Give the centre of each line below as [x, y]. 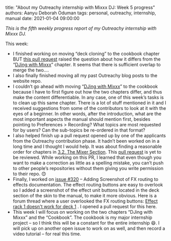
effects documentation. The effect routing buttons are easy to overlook [88, 185]
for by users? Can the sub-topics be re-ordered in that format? [79, 130]
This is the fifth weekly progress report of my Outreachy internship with [81, 28]
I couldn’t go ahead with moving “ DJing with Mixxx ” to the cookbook [85, 86]
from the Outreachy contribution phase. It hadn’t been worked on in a [86, 141]
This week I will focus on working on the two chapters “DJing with [83, 212]
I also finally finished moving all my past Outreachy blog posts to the [85, 76]
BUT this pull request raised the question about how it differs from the [87, 59]
